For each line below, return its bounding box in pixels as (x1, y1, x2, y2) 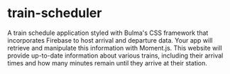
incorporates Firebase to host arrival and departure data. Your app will (7, 36, 213, 44)
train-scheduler (7, 5, 102, 21)
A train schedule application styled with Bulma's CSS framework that (7, 28, 209, 37)
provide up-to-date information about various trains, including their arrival (7, 51, 224, 60)
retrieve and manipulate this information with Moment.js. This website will (7, 43, 222, 52)
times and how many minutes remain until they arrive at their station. (7, 58, 208, 67)
